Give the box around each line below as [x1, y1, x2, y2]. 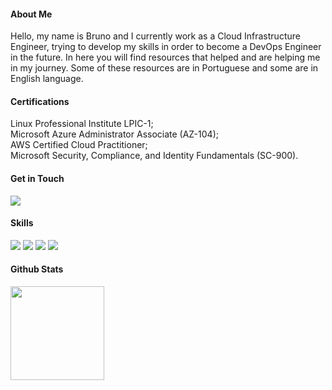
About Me [10, 8, 53, 20]
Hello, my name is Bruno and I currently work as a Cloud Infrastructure [10, 30, 301, 42]
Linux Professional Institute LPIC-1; [10, 118, 154, 130]
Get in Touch [10, 173, 65, 184]
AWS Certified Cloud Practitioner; [10, 139, 148, 151]
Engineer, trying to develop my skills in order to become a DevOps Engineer [10, 41, 322, 53]
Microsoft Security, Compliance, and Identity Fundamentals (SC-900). [10, 150, 299, 162]
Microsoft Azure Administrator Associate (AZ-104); [10, 128, 219, 140]
